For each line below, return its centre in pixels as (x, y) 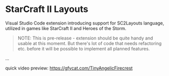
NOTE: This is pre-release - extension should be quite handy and (85, 38)
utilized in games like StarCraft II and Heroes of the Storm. (66, 28)
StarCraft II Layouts (47, 9)
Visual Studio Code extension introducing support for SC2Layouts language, (85, 23)
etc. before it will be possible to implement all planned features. (84, 48)
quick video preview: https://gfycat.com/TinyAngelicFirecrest (69, 68)
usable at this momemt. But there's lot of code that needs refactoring (90, 43)
